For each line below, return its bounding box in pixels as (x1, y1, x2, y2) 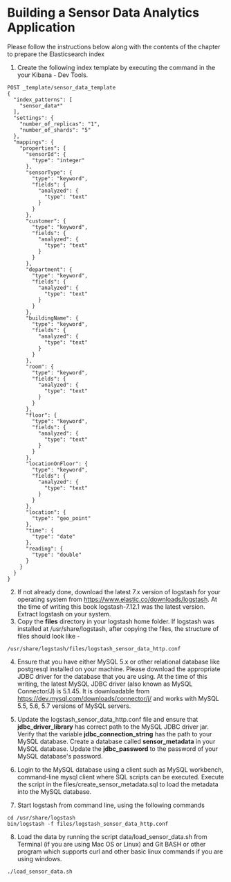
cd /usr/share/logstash (7, 814, 76, 821)
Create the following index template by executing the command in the (17, 63, 216, 71)
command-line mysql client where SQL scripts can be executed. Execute (17, 772, 225, 781)
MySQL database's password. (17, 752, 103, 760)
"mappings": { (13, 139, 54, 146)
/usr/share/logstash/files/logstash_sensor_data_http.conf (7, 645, 181, 652)
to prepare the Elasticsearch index (7, 50, 105, 58)
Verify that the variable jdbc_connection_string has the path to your (17, 729, 212, 738)
